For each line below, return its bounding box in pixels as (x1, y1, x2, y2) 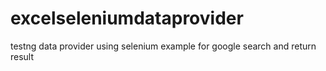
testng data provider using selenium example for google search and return (10, 40, 317, 52)
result (10, 50, 35, 62)
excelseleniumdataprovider (10, 7, 244, 30)
